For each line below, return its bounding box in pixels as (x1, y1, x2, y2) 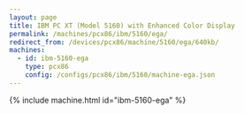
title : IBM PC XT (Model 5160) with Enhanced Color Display (9, 21, 236, 30)
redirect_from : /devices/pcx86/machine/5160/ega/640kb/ (9, 37, 219, 47)
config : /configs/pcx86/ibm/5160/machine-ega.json (25, 71, 216, 80)
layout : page (9, 12, 57, 22)
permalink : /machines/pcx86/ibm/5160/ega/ (9, 29, 168, 38)
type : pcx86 (25, 63, 69, 72)
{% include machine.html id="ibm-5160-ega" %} (9, 95, 187, 105)
